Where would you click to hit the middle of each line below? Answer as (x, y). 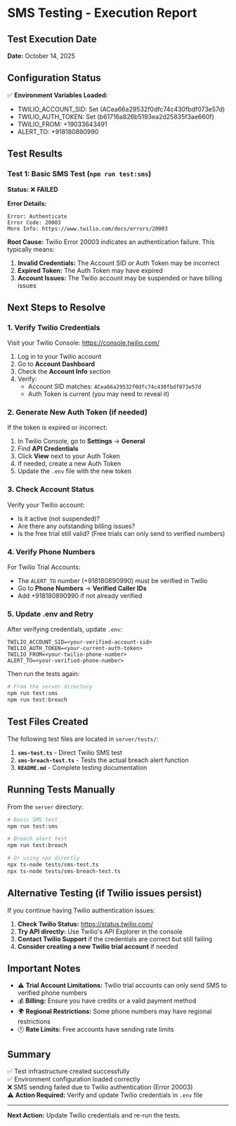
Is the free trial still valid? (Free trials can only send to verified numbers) (121, 533)
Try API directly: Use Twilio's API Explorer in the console (100, 931)
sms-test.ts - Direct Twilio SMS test (70, 752)
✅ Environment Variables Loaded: (58, 95)
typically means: (31, 249)
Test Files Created (48, 722)
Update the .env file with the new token (74, 471)
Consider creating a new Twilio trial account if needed (98, 946)
